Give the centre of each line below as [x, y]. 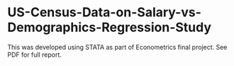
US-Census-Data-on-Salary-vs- [105, 12]
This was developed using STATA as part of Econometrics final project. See [117, 47]
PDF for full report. [35, 55]
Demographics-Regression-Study [109, 27]
